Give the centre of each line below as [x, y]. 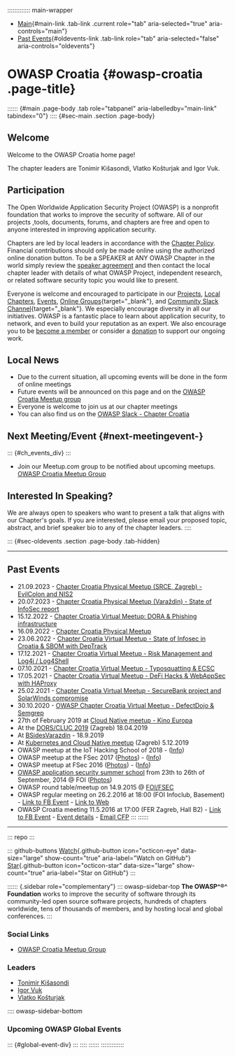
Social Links [28, 934]
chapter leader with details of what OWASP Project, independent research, [115, 273]
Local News [33, 360]
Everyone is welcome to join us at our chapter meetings [98, 407]
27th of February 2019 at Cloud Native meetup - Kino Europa [105, 720]
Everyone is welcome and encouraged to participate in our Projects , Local [114, 294]
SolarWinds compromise [53, 698]
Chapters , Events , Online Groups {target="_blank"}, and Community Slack [113, 301]
